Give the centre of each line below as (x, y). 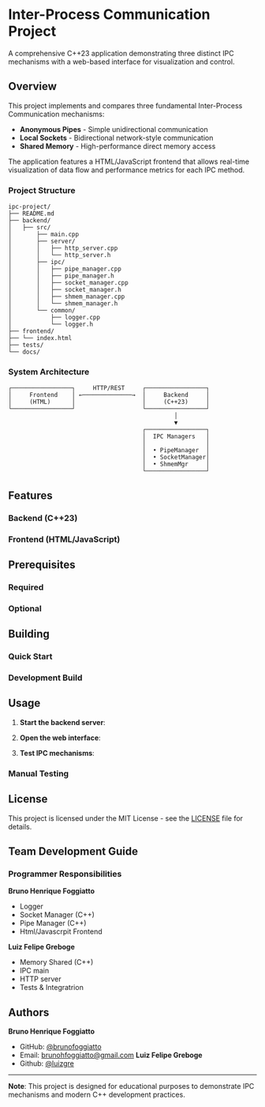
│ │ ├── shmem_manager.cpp (67, 297)
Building (29, 634)
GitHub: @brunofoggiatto (60, 1047)
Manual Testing (39, 773)
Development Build (45, 678)
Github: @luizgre (47, 1064)
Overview (33, 87)
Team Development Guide (73, 851)
